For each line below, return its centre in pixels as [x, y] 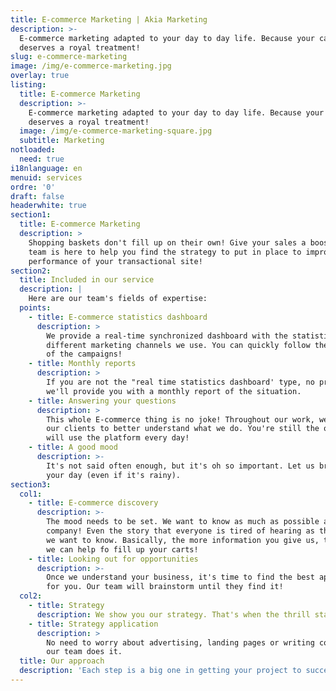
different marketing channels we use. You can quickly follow [178, 345]
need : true [42, 159]
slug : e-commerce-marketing [69, 57]
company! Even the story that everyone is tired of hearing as [180, 531]
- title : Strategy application [93, 624]
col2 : [31, 596]
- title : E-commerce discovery [93, 503]
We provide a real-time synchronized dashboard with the [167, 336]
